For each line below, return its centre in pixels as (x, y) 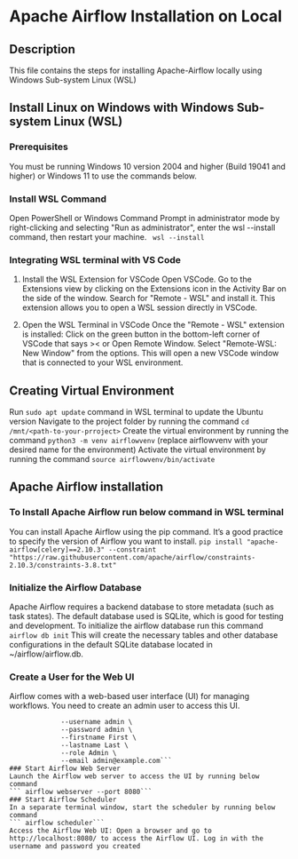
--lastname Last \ (94, 745)
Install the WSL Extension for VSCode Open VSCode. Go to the (137, 279)
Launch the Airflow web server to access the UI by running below (134, 776)
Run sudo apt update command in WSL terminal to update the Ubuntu (136, 412)
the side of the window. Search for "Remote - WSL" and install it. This (149, 298)
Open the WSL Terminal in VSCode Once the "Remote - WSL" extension (153, 325)
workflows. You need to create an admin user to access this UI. (125, 706)
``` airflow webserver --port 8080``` (81, 792)
